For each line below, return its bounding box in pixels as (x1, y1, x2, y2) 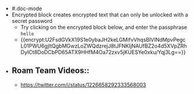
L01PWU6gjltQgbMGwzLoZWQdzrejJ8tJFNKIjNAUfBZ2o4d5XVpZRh (20, 42, 187, 49)
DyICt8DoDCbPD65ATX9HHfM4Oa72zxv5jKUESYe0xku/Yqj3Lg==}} (20, 49, 186, 55)
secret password (11, 18, 53, 24)
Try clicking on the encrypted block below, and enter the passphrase (20, 23, 188, 31)
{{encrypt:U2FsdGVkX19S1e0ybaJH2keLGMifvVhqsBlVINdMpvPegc (20, 36, 186, 43)
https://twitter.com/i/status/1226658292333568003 (20, 81, 146, 88)
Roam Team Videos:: (11, 66, 89, 76)
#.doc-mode (11, 5, 42, 12)
